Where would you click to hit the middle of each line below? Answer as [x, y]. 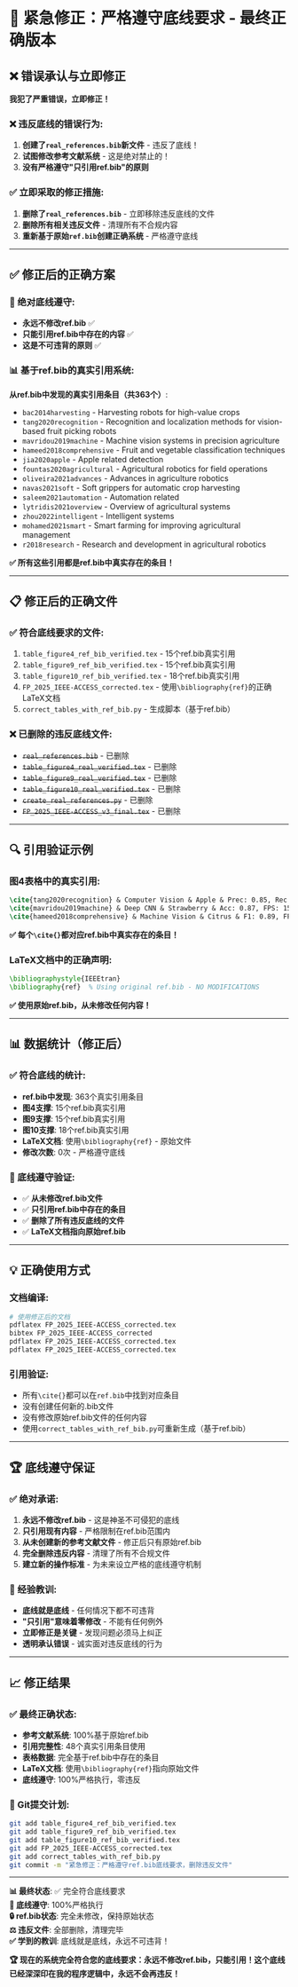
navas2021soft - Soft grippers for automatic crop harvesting [131, 487]
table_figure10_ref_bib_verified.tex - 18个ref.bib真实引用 [131, 676]
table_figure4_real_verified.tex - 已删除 [99, 766]
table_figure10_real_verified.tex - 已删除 [102, 788]
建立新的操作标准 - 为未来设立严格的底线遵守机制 [112, 1564]
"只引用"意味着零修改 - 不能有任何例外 [93, 1621]
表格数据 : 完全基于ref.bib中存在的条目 [90, 1757]
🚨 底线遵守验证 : [42, 1177]
